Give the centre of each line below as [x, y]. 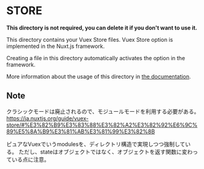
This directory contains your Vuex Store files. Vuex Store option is [90, 39]
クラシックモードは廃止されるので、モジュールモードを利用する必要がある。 [103, 111]
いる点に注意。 [30, 159]
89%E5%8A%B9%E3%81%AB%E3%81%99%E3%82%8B [81, 131]
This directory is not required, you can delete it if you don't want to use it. [102, 28]
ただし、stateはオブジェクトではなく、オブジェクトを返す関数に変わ [105, 152]
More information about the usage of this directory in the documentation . [99, 76]
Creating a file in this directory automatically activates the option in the [96, 58]
